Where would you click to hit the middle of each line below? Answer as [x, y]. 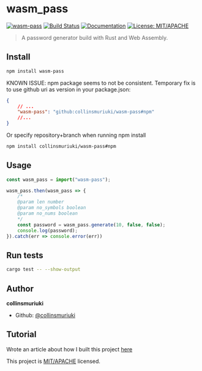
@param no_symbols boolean [52, 208]
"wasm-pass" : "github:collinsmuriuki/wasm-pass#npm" [86, 112]
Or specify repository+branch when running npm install [76, 135]
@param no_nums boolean [48, 213]
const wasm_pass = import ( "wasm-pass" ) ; [59, 180]
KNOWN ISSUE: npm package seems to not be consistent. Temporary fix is [101, 83]
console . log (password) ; [48, 231]
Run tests [25, 255]
